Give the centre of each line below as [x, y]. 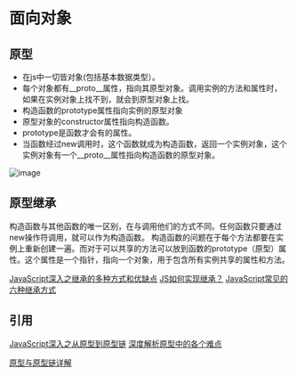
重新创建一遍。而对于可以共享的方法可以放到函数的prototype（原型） [152, 248]
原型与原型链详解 [40, 363]
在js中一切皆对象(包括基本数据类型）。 [91, 77]
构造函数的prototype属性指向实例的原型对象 [103, 110]
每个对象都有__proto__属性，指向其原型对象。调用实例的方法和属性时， [152, 88]
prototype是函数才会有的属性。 [79, 133]
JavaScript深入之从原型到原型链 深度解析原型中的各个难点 [116, 343]
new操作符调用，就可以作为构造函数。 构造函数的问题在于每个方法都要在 [143, 237]
